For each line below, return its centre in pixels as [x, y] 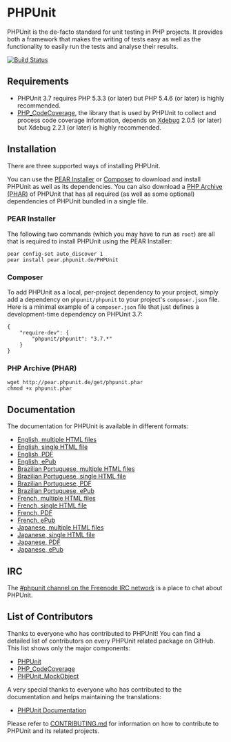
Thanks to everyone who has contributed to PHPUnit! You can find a [104, 633]
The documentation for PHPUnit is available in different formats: [98, 426]
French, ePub [36, 520]
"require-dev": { [44, 333]
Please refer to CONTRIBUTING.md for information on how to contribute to [113, 723]
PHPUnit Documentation [52, 710]
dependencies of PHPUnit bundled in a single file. [78, 201]
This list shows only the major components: [69, 648]
